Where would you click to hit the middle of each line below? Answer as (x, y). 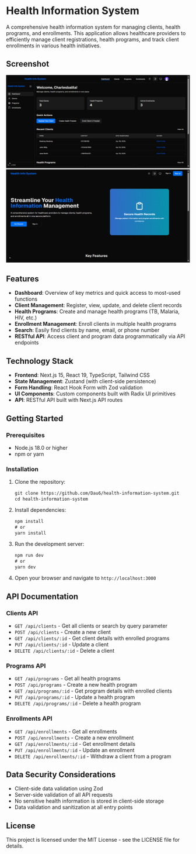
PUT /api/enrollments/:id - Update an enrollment (74, 750)
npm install (29, 522)
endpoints (27, 343)
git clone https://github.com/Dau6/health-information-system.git (97, 493)
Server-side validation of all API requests (64, 795)
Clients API (22, 613)
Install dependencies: (40, 510)
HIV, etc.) (25, 318)
